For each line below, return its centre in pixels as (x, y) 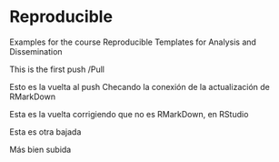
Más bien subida (40, 149)
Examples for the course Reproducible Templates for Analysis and (133, 42)
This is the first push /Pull (57, 69)
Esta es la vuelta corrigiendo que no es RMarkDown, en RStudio (129, 114)
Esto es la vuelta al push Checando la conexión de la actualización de (139, 86)
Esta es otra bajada (45, 132)
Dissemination (36, 51)
